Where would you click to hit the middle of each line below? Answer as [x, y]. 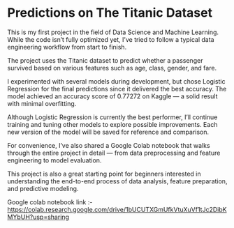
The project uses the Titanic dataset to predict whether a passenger [105, 60]
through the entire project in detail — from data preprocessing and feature [114, 153]
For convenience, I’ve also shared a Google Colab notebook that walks [109, 145]
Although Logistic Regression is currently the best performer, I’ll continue [112, 117]
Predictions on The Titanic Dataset [110, 13]
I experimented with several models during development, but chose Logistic [116, 81]
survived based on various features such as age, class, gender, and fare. [112, 68]
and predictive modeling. [43, 188]
